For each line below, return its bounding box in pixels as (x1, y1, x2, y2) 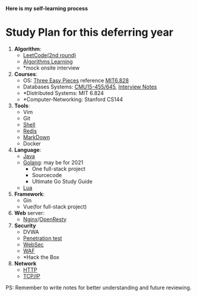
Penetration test (23, 235, 62, 242)
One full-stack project (31, 165, 85, 172)
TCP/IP (23, 272, 41, 279)
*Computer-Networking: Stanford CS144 (23, 96, 123, 103)
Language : (14, 146, 42, 153)
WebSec (23, 241, 44, 248)
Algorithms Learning (23, 58, 73, 65)
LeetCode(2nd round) (23, 51, 77, 59)
